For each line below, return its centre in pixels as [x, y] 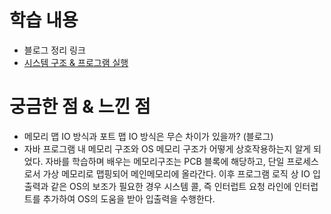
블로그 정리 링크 [54, 50]
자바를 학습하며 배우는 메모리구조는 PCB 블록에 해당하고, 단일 [165, 161]
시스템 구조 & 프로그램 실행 [76, 62]
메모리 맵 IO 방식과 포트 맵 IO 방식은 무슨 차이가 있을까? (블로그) [148, 136]
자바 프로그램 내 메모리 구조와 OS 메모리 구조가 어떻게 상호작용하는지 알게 [167, 148]
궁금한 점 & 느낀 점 [80, 107]
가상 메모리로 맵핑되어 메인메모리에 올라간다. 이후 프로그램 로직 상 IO [176, 173]
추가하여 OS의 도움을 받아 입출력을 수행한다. [129, 198]
